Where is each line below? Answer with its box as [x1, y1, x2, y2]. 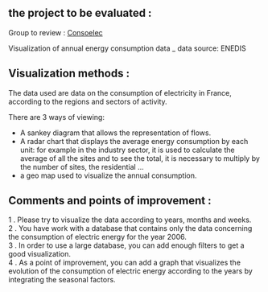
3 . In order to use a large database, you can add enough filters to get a [8, 241, 245, 250]
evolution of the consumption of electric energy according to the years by [8, 266, 254, 276]
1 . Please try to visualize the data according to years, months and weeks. [8, 215, 252, 224]
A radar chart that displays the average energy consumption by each [19, 136, 249, 146]
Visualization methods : [8, 67, 130, 80]
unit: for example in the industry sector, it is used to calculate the [19, 145, 235, 154]
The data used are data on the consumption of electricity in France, [8, 88, 232, 97]
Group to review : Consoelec [8, 27, 103, 37]
